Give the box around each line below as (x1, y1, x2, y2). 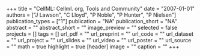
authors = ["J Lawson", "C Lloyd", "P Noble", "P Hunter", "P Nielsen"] (6, 11, 177, 18)
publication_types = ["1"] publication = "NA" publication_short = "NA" (6, 18, 177, 24)
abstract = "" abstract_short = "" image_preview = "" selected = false (6, 24, 178, 31)
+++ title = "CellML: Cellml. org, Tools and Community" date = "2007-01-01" (6, 5, 195, 12)
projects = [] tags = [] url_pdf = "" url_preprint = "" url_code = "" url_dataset (6, 30, 194, 38)
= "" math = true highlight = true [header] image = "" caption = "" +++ (6, 43, 180, 50)
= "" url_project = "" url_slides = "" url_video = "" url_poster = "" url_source (6, 37, 192, 43)
